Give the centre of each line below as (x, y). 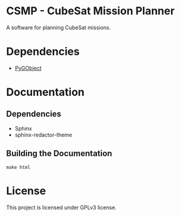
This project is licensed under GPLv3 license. (62, 207)
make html (18, 167)
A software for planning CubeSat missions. (59, 27)
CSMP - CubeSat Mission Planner (90, 11)
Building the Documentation (59, 154)
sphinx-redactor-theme (43, 135)
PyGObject (28, 68)
